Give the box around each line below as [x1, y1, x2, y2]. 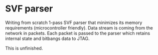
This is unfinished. [5, 45, 43, 51]
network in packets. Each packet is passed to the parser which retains [5, 30, 150, 36]
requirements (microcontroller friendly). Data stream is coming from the [5, 24, 153, 30]
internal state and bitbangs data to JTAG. [5, 35, 90, 41]
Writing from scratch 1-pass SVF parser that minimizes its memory [5, 19, 142, 25]
